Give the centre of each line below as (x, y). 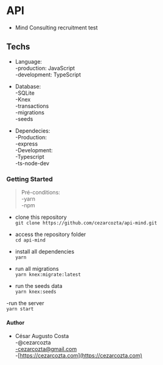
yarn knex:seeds (36, 292)
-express (26, 144)
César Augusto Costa (42, 336)
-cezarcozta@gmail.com (46, 349)
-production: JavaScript (45, 68)
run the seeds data (39, 286)
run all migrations (37, 269)
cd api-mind (30, 240)
